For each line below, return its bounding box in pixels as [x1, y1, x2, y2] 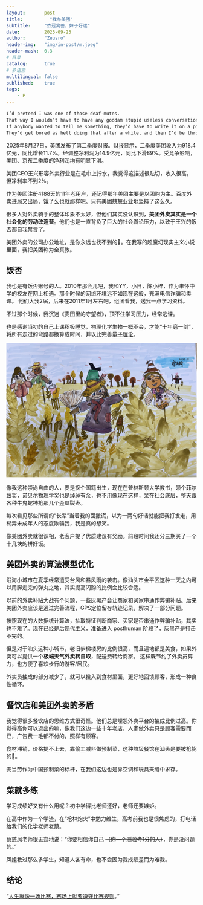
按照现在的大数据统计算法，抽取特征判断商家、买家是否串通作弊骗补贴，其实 [6, 617, 197, 624]
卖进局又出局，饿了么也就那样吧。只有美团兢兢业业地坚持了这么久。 [6, 197, 176, 205]
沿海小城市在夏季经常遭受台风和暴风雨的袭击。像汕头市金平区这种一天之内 [6, 576, 192, 583]
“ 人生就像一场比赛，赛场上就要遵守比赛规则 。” [6, 892, 120, 900]
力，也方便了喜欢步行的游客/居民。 [6, 660, 94, 667]
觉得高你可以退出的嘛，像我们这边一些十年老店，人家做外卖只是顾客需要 [6, 725, 186, 732]
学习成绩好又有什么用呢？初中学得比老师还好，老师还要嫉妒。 [6, 802, 160, 809]
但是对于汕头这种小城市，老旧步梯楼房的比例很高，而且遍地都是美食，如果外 [6, 645, 197, 652]
